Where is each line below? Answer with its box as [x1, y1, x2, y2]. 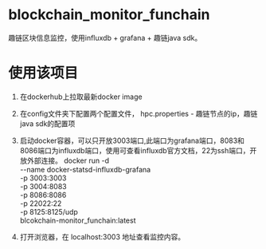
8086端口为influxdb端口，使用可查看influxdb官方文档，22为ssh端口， [19, 145, 250, 155]
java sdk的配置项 [19, 118, 76, 128]
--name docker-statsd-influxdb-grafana [19, 164, 151, 174]
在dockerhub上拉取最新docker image [19, 92, 143, 101]
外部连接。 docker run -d [26, 156, 110, 165]
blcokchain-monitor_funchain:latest [19, 215, 136, 225]
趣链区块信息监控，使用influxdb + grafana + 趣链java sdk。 [8, 33, 202, 42]
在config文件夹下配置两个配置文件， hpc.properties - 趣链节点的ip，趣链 [19, 109, 258, 118]
